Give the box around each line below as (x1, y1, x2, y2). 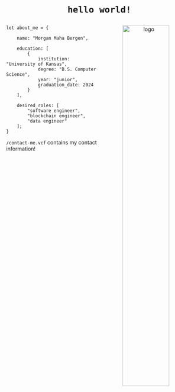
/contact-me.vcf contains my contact (6, 139, 98, 146)
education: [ (17, 46, 49, 52)
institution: (37, 56, 70, 62)
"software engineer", (27, 108, 81, 114)
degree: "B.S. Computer (37, 66, 96, 72)
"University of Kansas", (6, 61, 67, 68)
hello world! (67, 4, 131, 15)
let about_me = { (6, 25, 49, 31)
